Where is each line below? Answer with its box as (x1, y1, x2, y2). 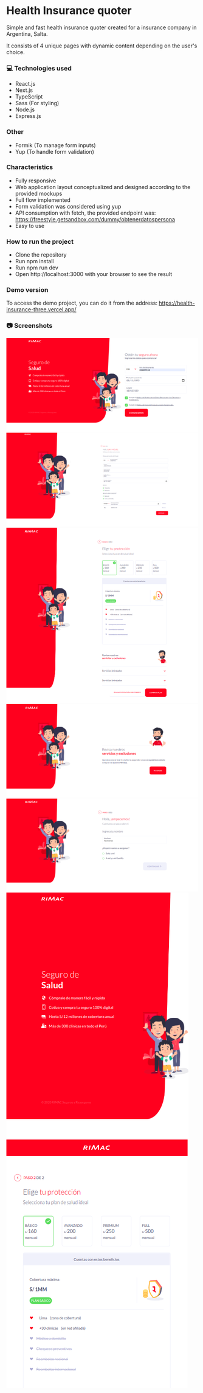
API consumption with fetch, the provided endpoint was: (15, 209, 156, 216)
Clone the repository (15, 251, 67, 258)
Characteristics (6, 163, 53, 171)
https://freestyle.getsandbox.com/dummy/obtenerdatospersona (15, 215, 175, 223)
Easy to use (15, 222, 44, 229)
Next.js (15, 86, 33, 94)
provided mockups (15, 190, 63, 197)
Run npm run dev (15, 264, 59, 271)
